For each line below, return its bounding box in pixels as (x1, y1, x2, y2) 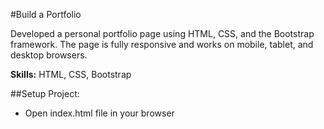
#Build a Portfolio (10, 9, 82, 20)
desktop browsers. (10, 49, 88, 61)
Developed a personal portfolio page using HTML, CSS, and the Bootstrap (10, 28, 315, 39)
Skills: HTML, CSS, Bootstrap (10, 69, 132, 80)
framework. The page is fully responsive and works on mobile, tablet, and (10, 39, 314, 50)
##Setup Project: (10, 88, 80, 99)
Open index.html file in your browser (24, 107, 175, 119)
